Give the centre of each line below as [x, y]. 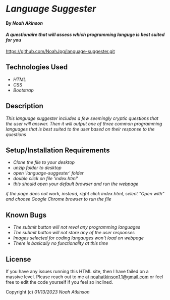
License [18, 259]
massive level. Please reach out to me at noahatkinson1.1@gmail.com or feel [84, 277]
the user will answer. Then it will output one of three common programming [84, 123]
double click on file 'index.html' [45, 179]
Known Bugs [26, 215]
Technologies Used [37, 67]
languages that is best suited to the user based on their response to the [80, 129]
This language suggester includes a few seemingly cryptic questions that [82, 118]
